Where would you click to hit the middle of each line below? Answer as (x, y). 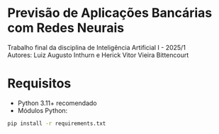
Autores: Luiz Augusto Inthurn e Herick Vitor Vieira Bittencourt (98, 55)
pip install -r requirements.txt (57, 123)
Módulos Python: (43, 110)
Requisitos (39, 84)
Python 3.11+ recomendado (57, 103)
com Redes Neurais (66, 28)
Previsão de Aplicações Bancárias (110, 13)
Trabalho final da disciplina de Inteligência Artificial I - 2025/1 (97, 47)
